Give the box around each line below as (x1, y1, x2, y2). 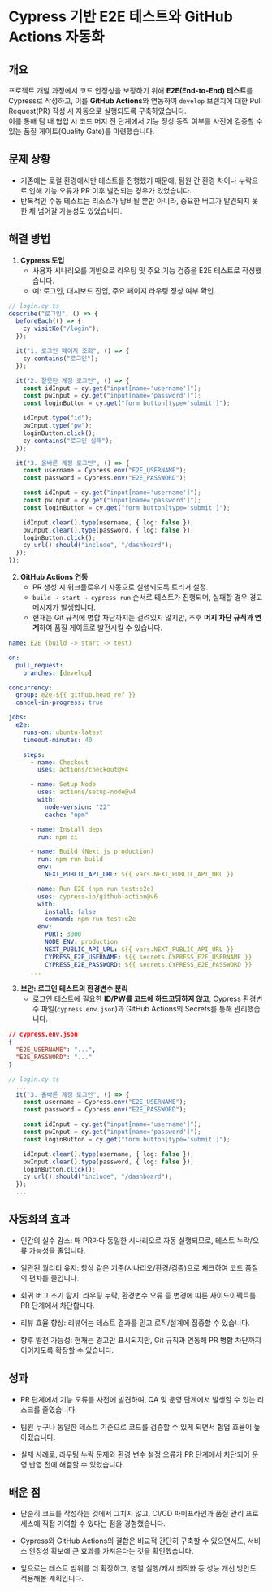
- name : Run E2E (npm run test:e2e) (29, 885, 154, 893)
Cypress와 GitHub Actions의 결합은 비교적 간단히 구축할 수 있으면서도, (19, 1536, 246, 1545)
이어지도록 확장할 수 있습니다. (19, 1345, 114, 1354)
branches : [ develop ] (23, 668, 93, 677)
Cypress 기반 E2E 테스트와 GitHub (8, 7, 233, 26)
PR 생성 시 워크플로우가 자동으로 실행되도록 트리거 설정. (32, 582, 209, 592)
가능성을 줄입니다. (28, 1245, 86, 1255)
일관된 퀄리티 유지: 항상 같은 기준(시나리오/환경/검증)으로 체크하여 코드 (19, 1263, 244, 1272)
